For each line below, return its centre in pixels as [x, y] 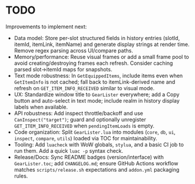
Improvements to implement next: [46, 27]
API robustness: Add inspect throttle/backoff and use [79, 113]
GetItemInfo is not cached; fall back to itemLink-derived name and [95, 82]
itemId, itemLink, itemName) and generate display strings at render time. [102, 44]
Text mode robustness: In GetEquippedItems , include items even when [98, 75]
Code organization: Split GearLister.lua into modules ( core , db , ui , [95, 132]
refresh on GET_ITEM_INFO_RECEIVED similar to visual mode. [84, 88]
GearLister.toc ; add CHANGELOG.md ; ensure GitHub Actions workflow [96, 163]
